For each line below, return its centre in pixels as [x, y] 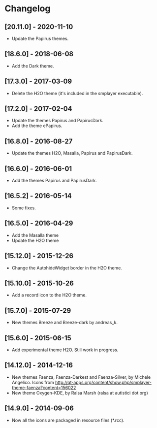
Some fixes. [24, 208]
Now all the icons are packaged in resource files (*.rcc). [68, 420]
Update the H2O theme [35, 240]
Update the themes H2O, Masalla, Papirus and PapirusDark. [72, 153]
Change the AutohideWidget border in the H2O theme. [67, 268]
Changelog [28, 9]
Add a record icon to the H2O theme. [49, 295]
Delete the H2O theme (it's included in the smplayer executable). [77, 93]
